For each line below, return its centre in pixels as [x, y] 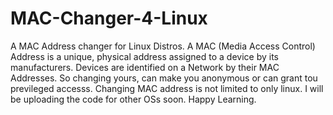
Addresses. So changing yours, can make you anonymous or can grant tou [164, 78]
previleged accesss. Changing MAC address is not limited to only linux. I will [167, 88]
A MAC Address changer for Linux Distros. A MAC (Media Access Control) [163, 46]
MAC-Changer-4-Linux [109, 18]
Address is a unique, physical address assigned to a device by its [144, 56]
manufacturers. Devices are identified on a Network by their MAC [145, 67]
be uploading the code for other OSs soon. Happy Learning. [133, 99]
